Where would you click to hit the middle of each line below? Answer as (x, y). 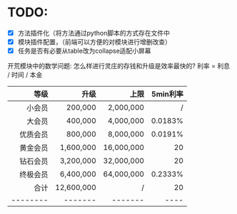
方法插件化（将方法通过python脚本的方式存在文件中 (94, 33)
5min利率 (167, 95)
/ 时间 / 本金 (25, 75)
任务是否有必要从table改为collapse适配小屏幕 (84, 51)
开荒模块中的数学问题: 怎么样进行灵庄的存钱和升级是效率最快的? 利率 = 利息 (119, 66)
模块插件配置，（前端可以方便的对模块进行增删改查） (94, 42)
